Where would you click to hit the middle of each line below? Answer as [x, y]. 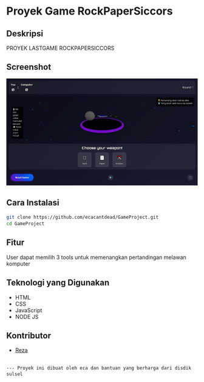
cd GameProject [25, 224]
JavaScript [29, 310]
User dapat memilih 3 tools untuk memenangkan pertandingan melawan [97, 257]
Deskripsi [25, 34]
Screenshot [29, 67]
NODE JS [27, 317]
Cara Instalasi [33, 202]
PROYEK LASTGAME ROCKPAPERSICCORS [60, 48]
